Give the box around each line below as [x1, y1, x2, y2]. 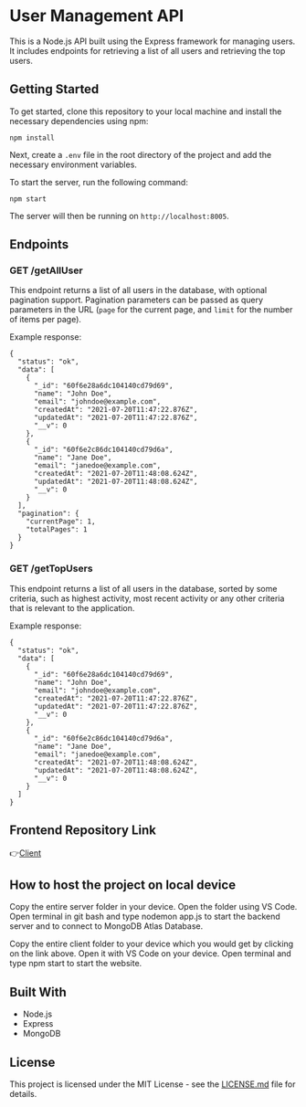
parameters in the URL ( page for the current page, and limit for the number [9, 304, 293, 315]
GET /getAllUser [9, 264, 84, 277]
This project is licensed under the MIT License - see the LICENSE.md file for [9, 1079, 296, 1090]
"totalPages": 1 [26, 525, 89, 534]
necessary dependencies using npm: [9, 115, 149, 126]
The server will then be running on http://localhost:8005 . [9, 210, 230, 221]
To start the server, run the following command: [9, 176, 189, 187]
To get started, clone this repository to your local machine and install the [9, 106, 282, 117]
